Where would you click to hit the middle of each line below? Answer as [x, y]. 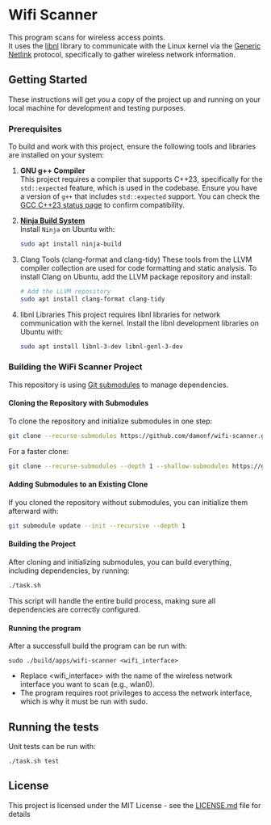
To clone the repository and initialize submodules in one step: [110, 421]
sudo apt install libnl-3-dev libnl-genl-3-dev [101, 346]
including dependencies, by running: [69, 570]
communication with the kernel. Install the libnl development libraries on [140, 323]
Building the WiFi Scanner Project [75, 367]
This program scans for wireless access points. [87, 37]
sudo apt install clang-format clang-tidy [92, 299]
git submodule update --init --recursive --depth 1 [97, 526]
